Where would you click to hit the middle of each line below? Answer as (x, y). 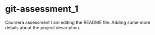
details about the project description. (43, 27)
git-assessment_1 (42, 9)
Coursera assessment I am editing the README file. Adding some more (78, 22)
